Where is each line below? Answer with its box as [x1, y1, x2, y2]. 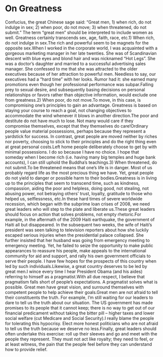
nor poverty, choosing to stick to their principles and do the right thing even [5, 138, 157, 144]
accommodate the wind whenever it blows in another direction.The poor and [5, 112, 158, 118]
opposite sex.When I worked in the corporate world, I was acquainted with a [5, 45, 158, 51]
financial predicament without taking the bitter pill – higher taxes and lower [5, 310, 155, 316]
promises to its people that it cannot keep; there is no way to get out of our [5, 305, 155, 311]
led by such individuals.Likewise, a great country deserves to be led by [5, 263, 147, 269]
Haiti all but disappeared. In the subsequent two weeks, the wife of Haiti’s [5, 222, 152, 227]
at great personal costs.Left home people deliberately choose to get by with [5, 144, 157, 150]
